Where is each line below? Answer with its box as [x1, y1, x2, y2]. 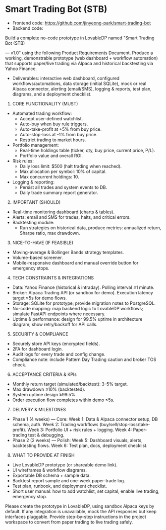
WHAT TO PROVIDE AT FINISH [12, 452, 75, 458]
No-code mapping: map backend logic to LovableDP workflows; [12, 305, 144, 311]
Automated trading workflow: [12, 110, 72, 116]
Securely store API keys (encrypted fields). [12, 341, 100, 347]
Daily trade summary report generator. [19, 189, 98, 195]
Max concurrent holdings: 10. [19, 174, 79, 179]
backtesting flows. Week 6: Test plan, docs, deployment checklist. [12, 442, 148, 448]
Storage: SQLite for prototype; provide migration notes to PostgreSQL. [12, 300, 156, 306]
